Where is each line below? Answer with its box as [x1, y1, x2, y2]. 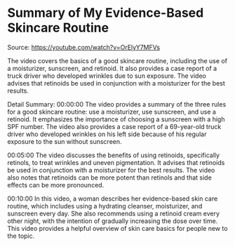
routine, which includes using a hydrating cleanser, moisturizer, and [7, 201, 203, 210]
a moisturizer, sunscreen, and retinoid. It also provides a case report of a [7, 64, 217, 72]
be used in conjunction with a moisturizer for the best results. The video [7, 166, 215, 174]
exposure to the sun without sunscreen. [7, 137, 122, 145]
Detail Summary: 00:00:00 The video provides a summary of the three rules [7, 100, 227, 108]
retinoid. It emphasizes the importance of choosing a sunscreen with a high [7, 114, 225, 123]
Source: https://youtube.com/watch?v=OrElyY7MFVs [7, 43, 160, 51]
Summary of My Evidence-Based [7, 5, 204, 21]
